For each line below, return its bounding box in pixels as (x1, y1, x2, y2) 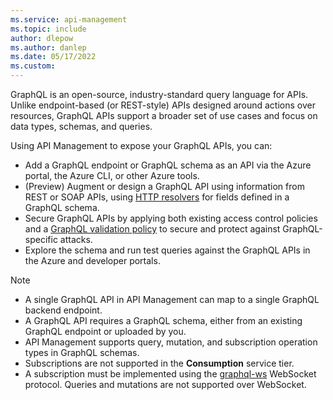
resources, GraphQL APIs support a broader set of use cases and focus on (10, 110, 318, 121)
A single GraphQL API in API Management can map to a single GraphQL (24, 294, 320, 305)
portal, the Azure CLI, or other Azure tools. (24, 170, 200, 181)
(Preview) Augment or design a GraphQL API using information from (24, 181, 305, 192)
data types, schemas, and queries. (10, 121, 153, 132)
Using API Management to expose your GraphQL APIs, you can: (10, 140, 273, 151)
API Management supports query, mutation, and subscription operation (24, 336, 318, 348)
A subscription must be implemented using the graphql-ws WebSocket (24, 368, 317, 380)
